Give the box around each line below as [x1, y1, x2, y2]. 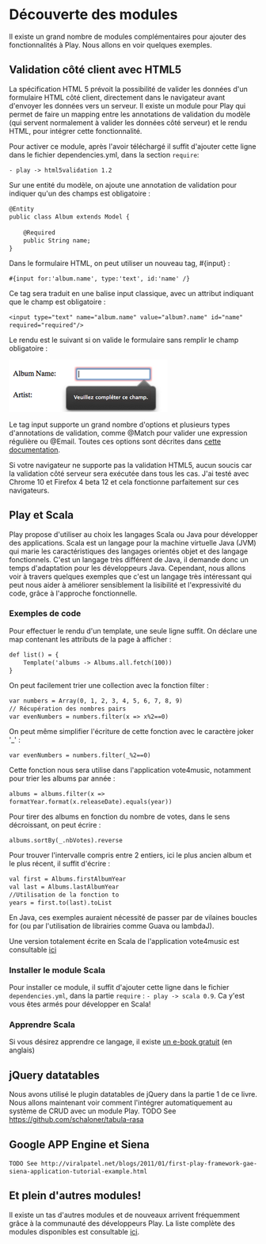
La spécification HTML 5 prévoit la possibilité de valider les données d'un [9, 84, 248, 93]
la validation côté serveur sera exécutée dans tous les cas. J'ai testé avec [9, 469, 249, 478]
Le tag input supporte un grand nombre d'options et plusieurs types [9, 420, 230, 429]
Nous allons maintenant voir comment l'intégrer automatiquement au [9, 1098, 233, 1108]
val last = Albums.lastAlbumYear [9, 883, 120, 891]
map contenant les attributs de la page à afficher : [9, 634, 172, 644]
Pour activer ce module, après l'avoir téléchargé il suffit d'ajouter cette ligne [9, 141, 256, 151]
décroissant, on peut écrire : [9, 820, 101, 829]
